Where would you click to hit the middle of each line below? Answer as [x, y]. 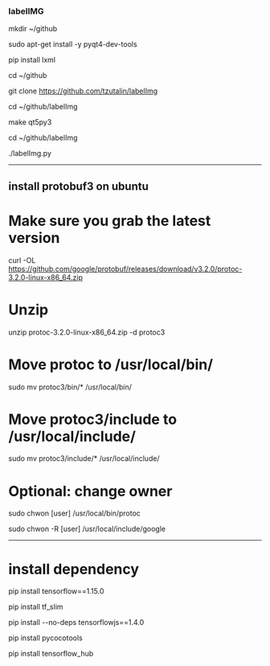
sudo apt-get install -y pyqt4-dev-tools [73, 44]
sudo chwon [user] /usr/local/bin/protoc [74, 513]
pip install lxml [32, 60]
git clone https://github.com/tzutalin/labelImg [83, 91]
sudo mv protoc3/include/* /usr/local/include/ [84, 458]
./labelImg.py [30, 154]
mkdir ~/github [33, 29]
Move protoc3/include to [93, 419]
